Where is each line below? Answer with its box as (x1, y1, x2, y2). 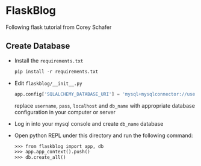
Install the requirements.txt (14, 57, 84, 64)
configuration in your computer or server (14, 108, 116, 115)
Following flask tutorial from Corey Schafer (5, 23, 112, 31)
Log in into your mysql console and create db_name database (14, 120, 164, 127)
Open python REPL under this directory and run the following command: (14, 132, 193, 139)
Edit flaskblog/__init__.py (14, 79, 82, 87)
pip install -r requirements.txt (14, 69, 99, 75)
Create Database (5, 41, 70, 51)
